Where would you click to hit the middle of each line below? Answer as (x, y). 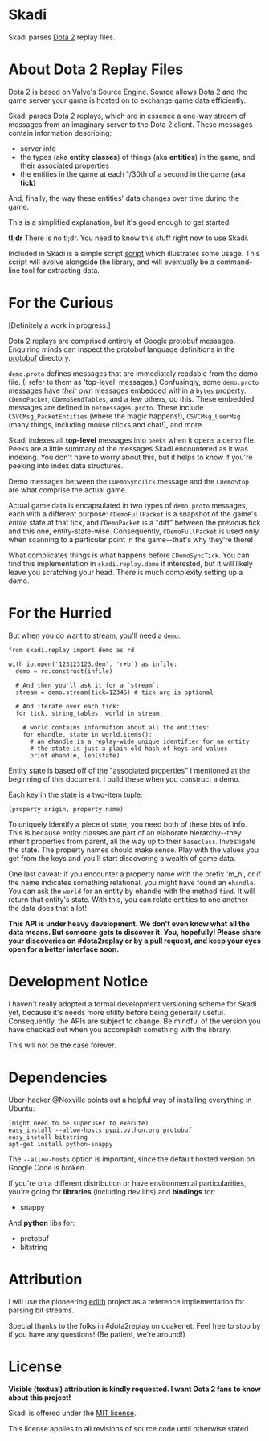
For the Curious (61, 303)
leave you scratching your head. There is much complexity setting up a (126, 572)
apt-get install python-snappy (61, 1144)
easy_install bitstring (48, 1137)
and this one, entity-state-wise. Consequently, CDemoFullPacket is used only (134, 531)
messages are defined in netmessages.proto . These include (106, 407)
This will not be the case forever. (62, 1045)
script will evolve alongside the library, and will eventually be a (112, 262)
